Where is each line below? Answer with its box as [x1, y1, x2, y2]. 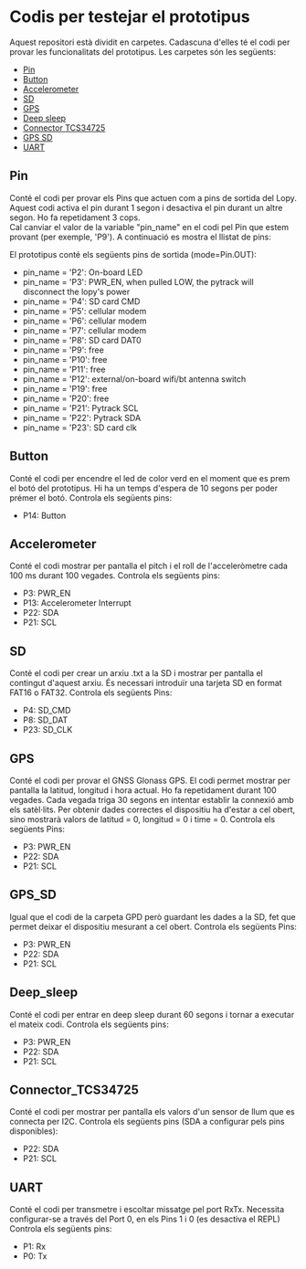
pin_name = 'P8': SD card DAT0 [22, 334, 142, 345]
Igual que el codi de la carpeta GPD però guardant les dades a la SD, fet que [9, 911, 296, 922]
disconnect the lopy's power [22, 286, 131, 297]
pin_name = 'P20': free [22, 393, 110, 404]
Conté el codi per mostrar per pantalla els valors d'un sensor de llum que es [9, 1106, 295, 1117]
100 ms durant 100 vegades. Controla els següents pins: [9, 570, 221, 581]
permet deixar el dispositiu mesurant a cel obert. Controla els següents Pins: [9, 921, 297, 932]
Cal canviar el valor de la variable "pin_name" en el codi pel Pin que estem [9, 221, 290, 232]
